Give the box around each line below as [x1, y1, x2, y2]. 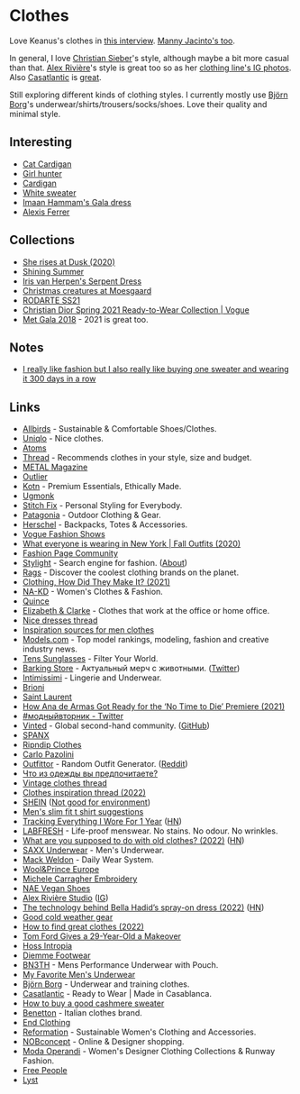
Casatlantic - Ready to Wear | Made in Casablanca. [22, 989, 213, 999]
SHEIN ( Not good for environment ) [22, 797, 151, 807]
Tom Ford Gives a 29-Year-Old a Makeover [22, 931, 182, 942]
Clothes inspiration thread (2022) [22, 788, 147, 798]
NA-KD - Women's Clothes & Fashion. [22, 587, 164, 597]
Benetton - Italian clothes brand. [22, 1007, 142, 1018]
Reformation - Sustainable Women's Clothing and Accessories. [22, 1026, 257, 1037]
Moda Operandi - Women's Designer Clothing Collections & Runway [22, 1046, 276, 1057]
